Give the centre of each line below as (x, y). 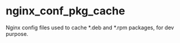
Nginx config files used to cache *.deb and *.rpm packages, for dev (90, 27)
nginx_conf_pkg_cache (65, 11)
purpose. (17, 33)
